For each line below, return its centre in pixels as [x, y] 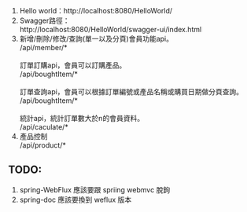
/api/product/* [43, 145]
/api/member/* [43, 48]
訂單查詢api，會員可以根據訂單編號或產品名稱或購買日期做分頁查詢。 [131, 91]
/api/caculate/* [44, 127]
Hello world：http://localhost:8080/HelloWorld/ [96, 11]
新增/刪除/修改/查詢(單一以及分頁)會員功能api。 [96, 38]
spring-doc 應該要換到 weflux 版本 [76, 199]
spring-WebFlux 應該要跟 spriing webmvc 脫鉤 [95, 189]
